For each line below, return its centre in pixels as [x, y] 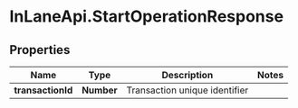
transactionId [43, 90]
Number [99, 90]
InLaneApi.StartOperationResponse [146, 17]
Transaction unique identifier [187, 90]
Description [187, 75]
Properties [40, 50]
